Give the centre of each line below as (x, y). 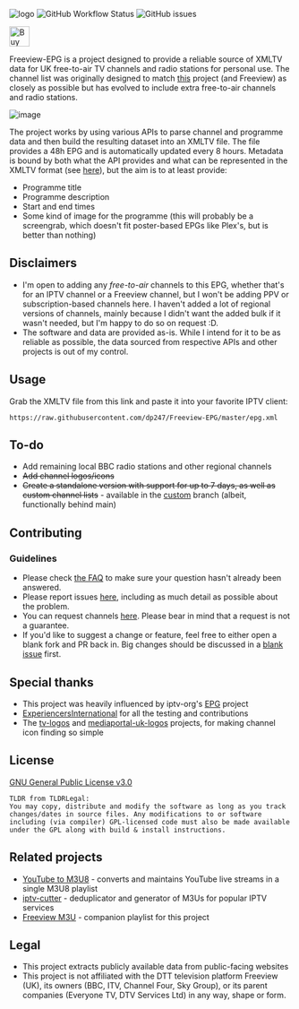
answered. (42, 588)
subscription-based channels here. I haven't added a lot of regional (146, 304)
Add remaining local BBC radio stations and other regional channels (147, 467)
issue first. (42, 654)
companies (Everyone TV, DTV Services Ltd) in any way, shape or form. (154, 996)
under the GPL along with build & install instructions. (118, 830)
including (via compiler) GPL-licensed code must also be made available (150, 822)
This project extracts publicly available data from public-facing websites (155, 967)
